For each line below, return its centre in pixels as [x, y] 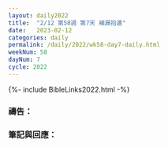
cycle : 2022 [28, 67]
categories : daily [38, 38]
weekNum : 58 [28, 52]
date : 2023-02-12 [40, 30]
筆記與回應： [33, 134]
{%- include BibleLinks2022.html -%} [69, 89]
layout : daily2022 [38, 15]
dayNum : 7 [24, 60]
